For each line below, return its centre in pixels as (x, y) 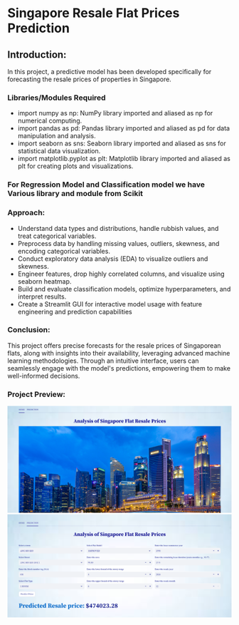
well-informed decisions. (44, 376)
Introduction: (37, 55)
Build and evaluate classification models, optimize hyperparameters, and (124, 289)
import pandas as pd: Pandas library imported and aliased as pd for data (123, 128)
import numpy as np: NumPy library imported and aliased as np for (115, 113)
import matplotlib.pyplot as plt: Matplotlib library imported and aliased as (124, 159)
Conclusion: (29, 330)
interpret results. (42, 296)
